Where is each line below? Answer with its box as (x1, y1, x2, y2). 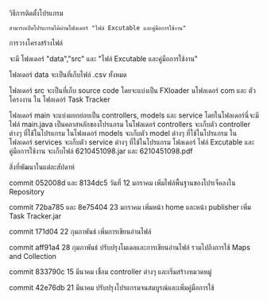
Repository (9, 187, 44, 196)
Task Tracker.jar (9, 211, 62, 221)
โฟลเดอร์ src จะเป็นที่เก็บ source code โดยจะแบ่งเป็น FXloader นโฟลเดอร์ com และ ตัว (9, 86, 257, 95)
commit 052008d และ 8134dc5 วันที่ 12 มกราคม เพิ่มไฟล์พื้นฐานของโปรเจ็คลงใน (9, 178, 236, 187)
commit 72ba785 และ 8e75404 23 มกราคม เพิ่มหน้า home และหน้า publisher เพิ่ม (9, 203, 251, 211)
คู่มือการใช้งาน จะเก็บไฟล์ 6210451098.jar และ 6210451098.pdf (9, 146, 193, 156)
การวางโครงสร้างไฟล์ (9, 38, 63, 48)
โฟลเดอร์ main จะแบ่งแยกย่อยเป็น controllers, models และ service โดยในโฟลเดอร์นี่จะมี (9, 110, 259, 120)
